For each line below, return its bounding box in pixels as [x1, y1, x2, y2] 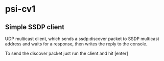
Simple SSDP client [5, 23, 65, 31]
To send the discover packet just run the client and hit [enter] [5, 50, 128, 56]
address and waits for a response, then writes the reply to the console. [5, 41, 148, 47]
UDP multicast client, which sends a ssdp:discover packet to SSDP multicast [5, 36, 159, 41]
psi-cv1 [5, 3, 36, 15]
